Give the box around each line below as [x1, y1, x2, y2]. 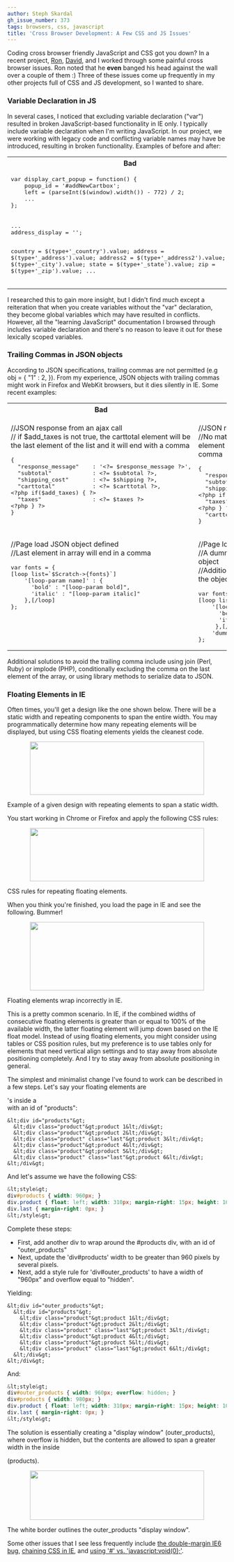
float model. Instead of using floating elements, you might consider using [7, 1032, 217, 1041]
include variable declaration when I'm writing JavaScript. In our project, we [7, 126, 222, 135]
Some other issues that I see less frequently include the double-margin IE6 [7, 1539, 221, 1547]
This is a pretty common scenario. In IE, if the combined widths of [7, 1010, 196, 1018]
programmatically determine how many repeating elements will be [7, 721, 197, 729]
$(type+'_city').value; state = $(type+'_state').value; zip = [10, 260, 216, 268]
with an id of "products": [7, 1104, 78, 1112]
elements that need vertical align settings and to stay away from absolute [7, 1047, 217, 1055]
